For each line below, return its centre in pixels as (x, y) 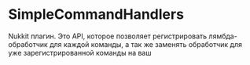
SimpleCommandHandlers (96, 14)
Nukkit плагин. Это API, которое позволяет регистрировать (108, 36)
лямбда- (223, 36)
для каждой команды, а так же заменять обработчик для (146, 44)
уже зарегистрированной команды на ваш (80, 52)
